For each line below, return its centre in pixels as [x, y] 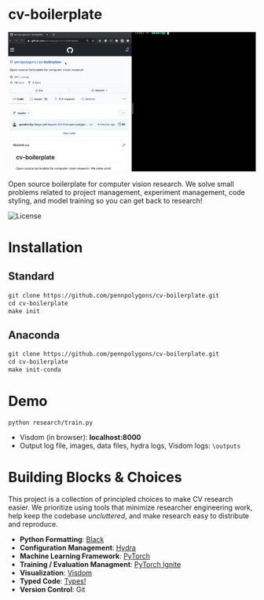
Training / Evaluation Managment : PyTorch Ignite [100, 565]
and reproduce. [33, 525]
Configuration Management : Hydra [77, 548]
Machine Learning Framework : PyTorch [85, 556]
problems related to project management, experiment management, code [127, 192]
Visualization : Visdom [56, 573]
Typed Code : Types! [53, 581]
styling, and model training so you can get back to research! [105, 200]
